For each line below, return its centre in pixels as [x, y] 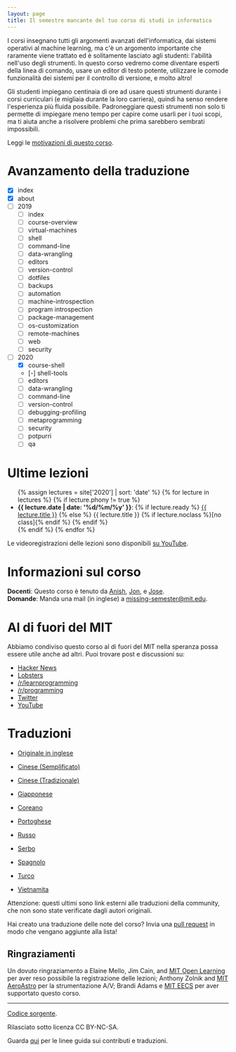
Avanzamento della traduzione [98, 171]
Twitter [28, 698]
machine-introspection [61, 302]
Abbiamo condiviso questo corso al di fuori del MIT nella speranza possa [113, 647]
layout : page [26, 14]
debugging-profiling [57, 412]
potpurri [40, 436]
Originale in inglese [45, 753]
